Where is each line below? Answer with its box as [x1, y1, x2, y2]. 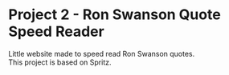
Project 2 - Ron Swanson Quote [8, 6, 221, 24]
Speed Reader [8, 22, 104, 41]
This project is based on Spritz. [8, 57, 112, 67]
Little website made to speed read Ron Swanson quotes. [8, 49, 195, 58]
